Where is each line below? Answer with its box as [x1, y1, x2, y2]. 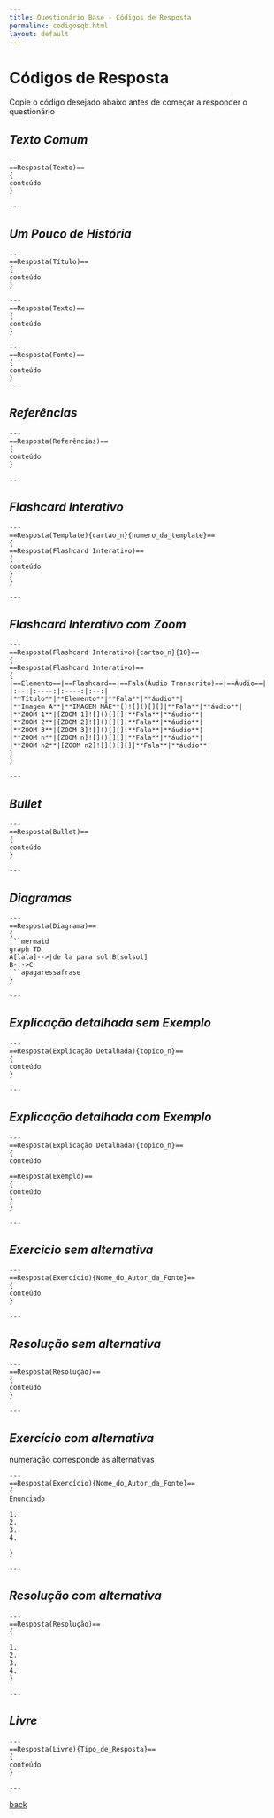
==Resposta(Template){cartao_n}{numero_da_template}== [9, 531, 216, 540]
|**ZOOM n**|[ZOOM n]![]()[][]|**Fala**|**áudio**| [9, 733, 203, 743]
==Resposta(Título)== [9, 257, 89, 266]
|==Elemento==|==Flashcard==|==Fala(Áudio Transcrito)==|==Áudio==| [9, 679, 267, 688]
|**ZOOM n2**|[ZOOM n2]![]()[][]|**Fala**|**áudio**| [9, 741, 212, 750]
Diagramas [9, 890, 72, 905]
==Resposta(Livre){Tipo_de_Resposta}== [9, 1744, 156, 1753]
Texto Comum [9, 132, 88, 147]
